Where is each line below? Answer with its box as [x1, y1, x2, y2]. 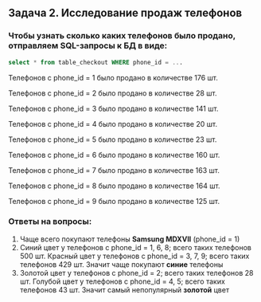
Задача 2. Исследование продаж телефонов [8, 6, 243, 20]
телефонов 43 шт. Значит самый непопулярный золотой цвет [19, 284, 229, 294]
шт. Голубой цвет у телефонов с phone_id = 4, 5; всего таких [19, 277, 225, 286]
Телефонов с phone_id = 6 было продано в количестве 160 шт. [8, 150, 220, 159]
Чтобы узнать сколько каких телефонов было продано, [8, 30, 236, 41]
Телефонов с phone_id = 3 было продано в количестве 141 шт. [8, 104, 219, 113]
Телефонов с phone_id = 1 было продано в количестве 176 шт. [8, 73, 219, 82]
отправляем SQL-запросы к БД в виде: [8, 40, 168, 51]
